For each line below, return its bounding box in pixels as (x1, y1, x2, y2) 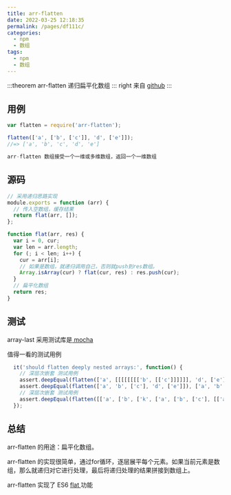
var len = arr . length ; (13, 243, 78, 250)
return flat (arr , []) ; (13, 212, 78, 219)
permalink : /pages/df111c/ (7, 23, 85, 30)
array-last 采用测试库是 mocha (7, 335, 93, 343)
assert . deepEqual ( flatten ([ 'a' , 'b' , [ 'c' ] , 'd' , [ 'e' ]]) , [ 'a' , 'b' (19, 383, 223, 390)
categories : (7, 29, 41, 37)
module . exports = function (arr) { (7, 199, 109, 206)
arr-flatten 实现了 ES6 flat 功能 (7, 481, 93, 489)
